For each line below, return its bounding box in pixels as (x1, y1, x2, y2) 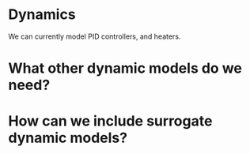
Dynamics (8, 6, 77, 24)
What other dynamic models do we (8, 59, 243, 77)
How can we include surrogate (8, 112, 213, 130)
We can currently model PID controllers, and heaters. (8, 32, 181, 41)
